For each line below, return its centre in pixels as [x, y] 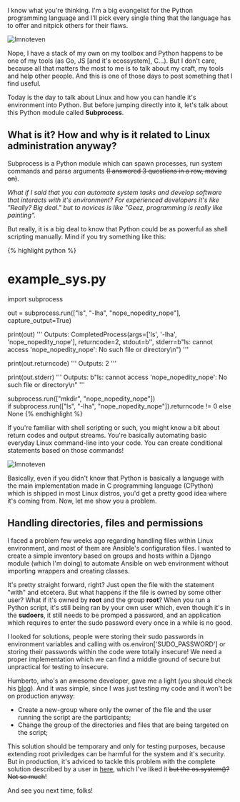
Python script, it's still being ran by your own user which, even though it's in [119, 607]
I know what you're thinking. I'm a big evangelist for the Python [100, 10]
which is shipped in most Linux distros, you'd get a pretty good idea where [117, 493]
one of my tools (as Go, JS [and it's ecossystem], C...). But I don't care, [112, 61]
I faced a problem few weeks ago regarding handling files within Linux [110, 540]
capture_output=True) [40, 320]
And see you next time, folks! [50, 790]
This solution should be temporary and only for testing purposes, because [116, 746]
